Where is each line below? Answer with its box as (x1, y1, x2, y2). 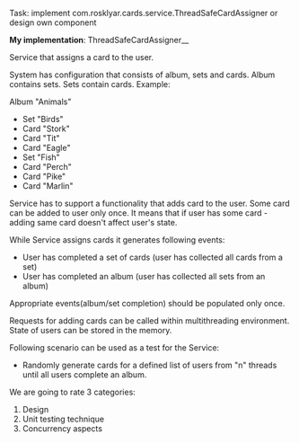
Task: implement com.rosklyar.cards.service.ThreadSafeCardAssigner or (9, 8, 278, 18)
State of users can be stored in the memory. (9, 325, 172, 335)
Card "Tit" (22, 133, 60, 143)
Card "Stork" (22, 123, 70, 134)
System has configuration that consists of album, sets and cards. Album (9, 69, 276, 80)
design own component (9, 17, 97, 28)
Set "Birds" (22, 114, 65, 124)
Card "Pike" (22, 171, 66, 182)
